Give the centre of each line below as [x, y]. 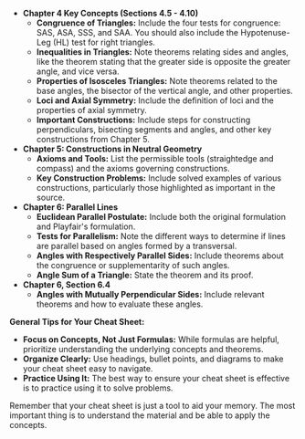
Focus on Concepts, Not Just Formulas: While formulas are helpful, [151, 340]
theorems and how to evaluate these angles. [120, 304]
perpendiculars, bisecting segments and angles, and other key [154, 130]
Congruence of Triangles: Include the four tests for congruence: [158, 23]
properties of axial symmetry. [92, 110]
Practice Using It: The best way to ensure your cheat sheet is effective [156, 378]
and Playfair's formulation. [86, 226]
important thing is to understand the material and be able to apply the [140, 415]
